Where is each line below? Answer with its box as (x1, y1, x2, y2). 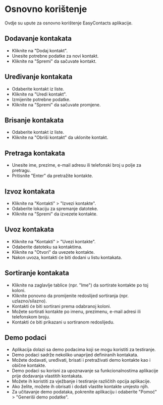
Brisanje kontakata (4, 116, 64, 124)
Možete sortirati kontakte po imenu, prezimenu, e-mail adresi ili (11, 308, 141, 314)
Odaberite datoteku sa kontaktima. (11, 244, 83, 250)
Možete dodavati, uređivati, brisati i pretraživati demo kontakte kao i (11, 357, 151, 363)
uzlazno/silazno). (11, 298, 47, 304)
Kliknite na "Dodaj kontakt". (11, 47, 68, 53)
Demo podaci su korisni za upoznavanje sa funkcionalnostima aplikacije (11, 368, 159, 374)
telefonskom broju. (11, 313, 51, 319)
